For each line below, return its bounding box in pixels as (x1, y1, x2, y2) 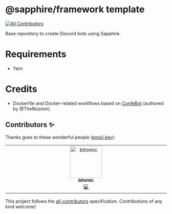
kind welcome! (5, 203, 36, 209)
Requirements (5, 49, 67, 60)
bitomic (78, 178, 94, 183)
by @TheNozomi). (12, 105, 51, 112)
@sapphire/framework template (5, 4, 145, 15)
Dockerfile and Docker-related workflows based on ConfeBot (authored (12, 100, 164, 106)
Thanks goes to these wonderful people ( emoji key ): (5, 134, 116, 140)
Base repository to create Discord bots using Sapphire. (5, 30, 121, 36)
